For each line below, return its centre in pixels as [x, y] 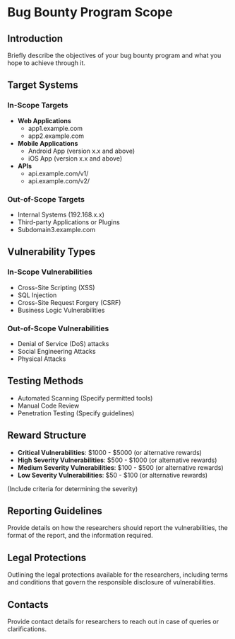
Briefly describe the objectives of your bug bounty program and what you [114, 55]
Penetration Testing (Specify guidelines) [76, 413]
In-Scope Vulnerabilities [50, 272]
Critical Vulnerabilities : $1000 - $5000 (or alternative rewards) [110, 452]
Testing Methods [46, 381]
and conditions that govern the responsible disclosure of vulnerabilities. [112, 582]
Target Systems [43, 85]
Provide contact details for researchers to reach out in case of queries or [113, 622]
